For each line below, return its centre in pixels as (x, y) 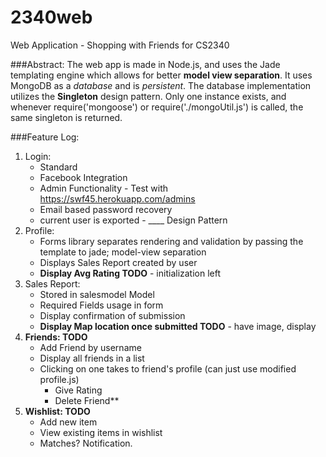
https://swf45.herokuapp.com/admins (117, 198)
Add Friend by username (90, 347)
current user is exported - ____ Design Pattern (133, 220)
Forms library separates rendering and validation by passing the (171, 241)
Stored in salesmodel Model (97, 294)
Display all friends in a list (92, 358)
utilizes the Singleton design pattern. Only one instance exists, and (148, 96)
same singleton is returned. (66, 117)
